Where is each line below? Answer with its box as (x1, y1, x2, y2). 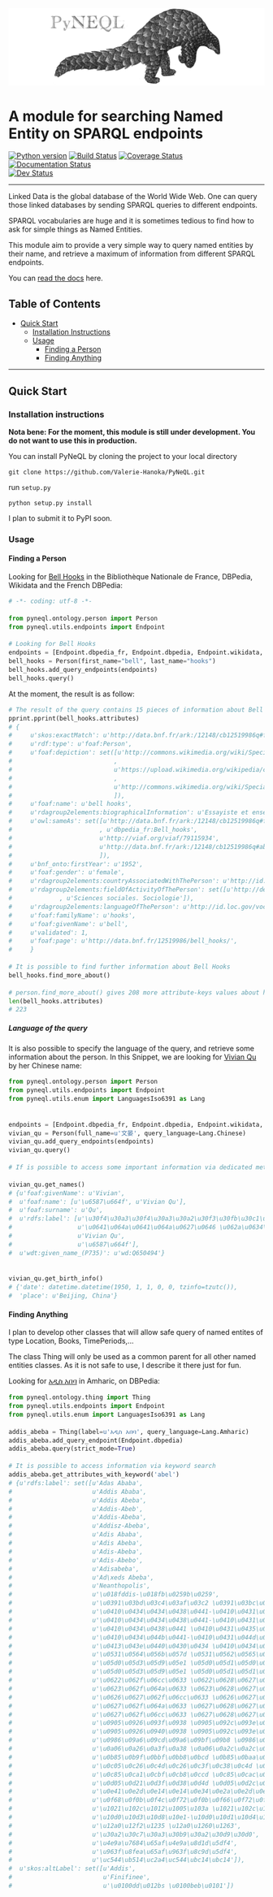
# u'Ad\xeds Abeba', (8, 1573, 154, 1582)
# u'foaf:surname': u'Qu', (8, 1206, 104, 1215)
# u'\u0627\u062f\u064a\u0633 (8, 1702, 187, 1710)
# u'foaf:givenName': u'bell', (8, 920, 129, 928)
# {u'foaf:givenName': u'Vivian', (8, 1189, 126, 1198)
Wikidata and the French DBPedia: (8, 581, 123, 591)
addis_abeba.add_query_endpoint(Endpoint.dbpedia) (8, 1436, 184, 1444)
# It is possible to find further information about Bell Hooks (8, 963, 231, 971)
